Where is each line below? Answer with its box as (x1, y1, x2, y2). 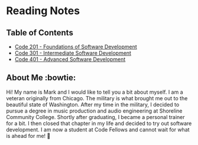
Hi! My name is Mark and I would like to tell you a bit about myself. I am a (6, 88, 183, 95)
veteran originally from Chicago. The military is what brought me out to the (6, 94, 188, 101)
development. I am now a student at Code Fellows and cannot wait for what (6, 126, 190, 133)
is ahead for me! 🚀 (6, 132, 51, 139)
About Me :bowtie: (6, 72, 76, 83)
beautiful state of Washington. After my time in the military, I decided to (6, 101, 180, 108)
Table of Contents (6, 28, 74, 38)
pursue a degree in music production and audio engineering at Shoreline (6, 107, 183, 114)
